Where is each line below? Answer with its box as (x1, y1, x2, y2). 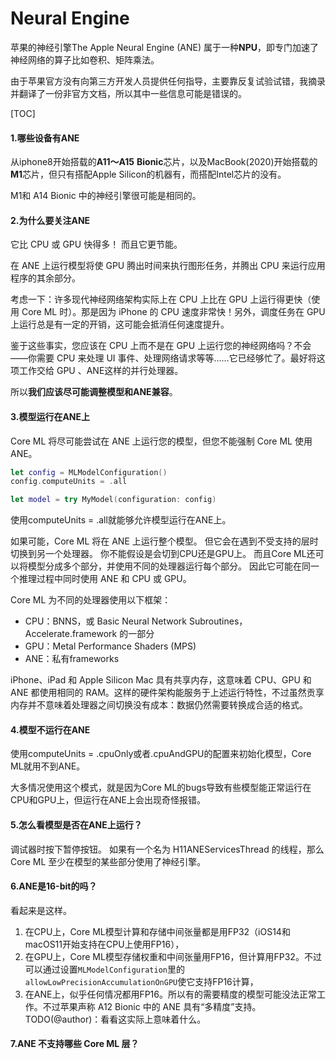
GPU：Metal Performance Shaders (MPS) (24, 640, 197, 652)
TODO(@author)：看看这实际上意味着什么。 (24, 1013, 207, 1025)
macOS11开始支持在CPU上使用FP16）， (24, 938, 185, 950)
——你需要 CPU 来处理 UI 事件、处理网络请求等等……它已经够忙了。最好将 (10, 352, 317, 364)
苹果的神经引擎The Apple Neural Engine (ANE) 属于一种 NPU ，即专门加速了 (10, 41, 319, 53)
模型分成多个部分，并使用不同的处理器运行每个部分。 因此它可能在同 (27, 560, 311, 572)
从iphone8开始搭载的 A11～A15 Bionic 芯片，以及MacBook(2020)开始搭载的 (10, 156, 318, 168)
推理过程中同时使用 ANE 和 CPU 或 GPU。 (18, 573, 192, 585)
